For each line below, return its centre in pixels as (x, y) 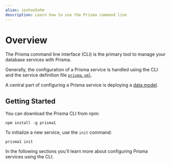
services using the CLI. (29, 157)
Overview (26, 40)
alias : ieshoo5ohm (25, 10)
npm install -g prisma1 (31, 123)
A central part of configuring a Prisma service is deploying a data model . (82, 85)
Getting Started (30, 101)
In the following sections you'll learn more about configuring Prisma (77, 151)
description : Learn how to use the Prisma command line (66, 15)
